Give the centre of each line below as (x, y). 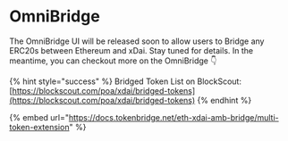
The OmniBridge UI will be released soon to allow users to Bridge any (137, 41)
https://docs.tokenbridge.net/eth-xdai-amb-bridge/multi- (174, 117)
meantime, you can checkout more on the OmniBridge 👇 (113, 61)
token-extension (39, 127)
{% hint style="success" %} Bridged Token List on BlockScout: (125, 81)
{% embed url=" (39, 117)
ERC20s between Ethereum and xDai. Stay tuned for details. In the (131, 50)
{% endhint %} (224, 100)
